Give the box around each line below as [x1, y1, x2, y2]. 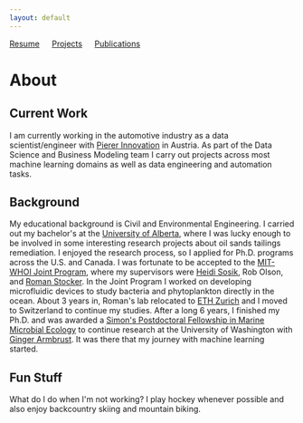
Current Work [9, 106, 89, 121]
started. [9, 343, 39, 354]
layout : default [9, 13, 71, 23]
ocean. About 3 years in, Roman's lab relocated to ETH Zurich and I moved [9, 295, 288, 306]
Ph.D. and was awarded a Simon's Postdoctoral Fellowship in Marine [9, 314, 265, 326]
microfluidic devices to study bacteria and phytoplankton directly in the [9, 286, 275, 297]
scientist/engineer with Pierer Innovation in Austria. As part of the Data [9, 139, 273, 150]
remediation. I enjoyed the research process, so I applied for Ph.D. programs [9, 247, 294, 258]
